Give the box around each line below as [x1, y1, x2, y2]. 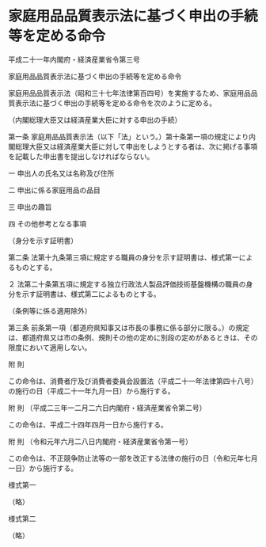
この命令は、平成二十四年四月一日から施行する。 [8, 420, 168, 429]
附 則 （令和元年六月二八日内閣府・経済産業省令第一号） [8, 436, 192, 446]
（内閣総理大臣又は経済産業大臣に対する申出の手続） [8, 115, 182, 124]
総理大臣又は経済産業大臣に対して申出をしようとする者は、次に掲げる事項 [14, 142, 258, 151]
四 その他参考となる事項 [8, 218, 87, 228]
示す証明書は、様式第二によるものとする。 [21, 289, 161, 298]
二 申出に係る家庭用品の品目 [8, 185, 101, 195]
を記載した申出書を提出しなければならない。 [8, 151, 154, 161]
